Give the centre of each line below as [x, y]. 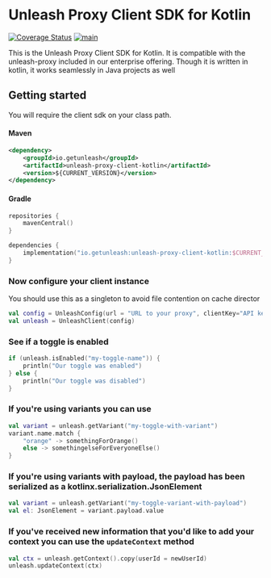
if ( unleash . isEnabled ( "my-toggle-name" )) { [84, 358]
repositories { [34, 216]
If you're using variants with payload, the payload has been [127, 476]
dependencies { [34, 245]
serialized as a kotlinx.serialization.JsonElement [105, 487]
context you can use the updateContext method [102, 542]
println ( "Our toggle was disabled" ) [85, 381]
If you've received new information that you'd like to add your [131, 532]
